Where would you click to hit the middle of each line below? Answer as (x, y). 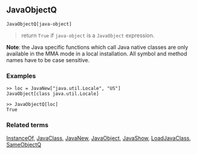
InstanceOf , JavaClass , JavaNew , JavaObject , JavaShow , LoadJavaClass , (99, 138)
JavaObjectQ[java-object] (39, 24)
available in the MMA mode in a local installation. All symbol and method (97, 54)
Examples (21, 75)
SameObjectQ (24, 145)
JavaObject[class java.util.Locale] (53, 94)
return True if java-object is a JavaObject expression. (88, 35)
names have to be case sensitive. (48, 60)
